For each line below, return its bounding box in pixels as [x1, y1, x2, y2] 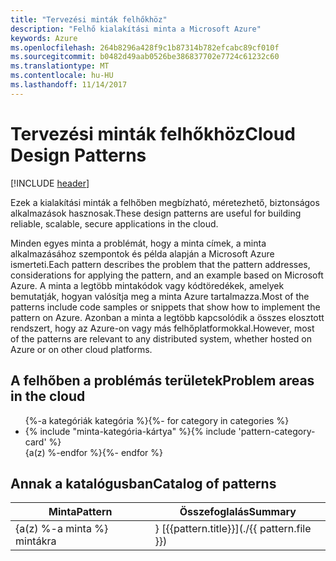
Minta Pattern [48, 505, 113, 519]
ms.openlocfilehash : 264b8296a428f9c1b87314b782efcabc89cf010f [10, 42, 280, 53]
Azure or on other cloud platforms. [10, 343, 153, 355]
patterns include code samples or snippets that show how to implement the [10, 301, 321, 313]
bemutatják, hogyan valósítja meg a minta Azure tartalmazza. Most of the [10, 290, 310, 302]
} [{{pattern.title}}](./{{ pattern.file [154, 522, 312, 536]
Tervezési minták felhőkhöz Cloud [10, 122, 296, 145]
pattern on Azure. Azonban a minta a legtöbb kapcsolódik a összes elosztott [10, 311, 325, 323]
